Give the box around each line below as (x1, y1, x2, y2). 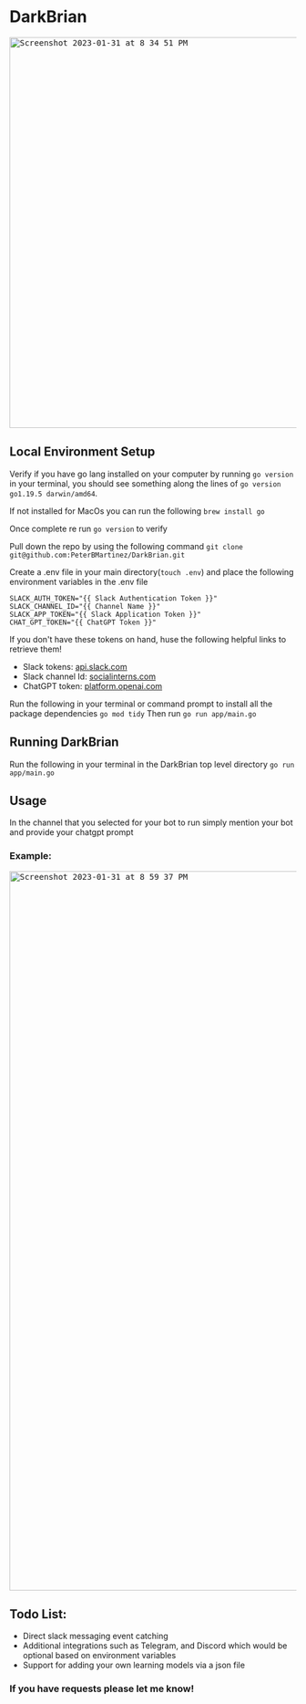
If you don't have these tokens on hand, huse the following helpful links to (9, 633, 287, 644)
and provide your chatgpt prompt (9, 827, 134, 838)
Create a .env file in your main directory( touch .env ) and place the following (9, 566, 294, 577)
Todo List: (9, 1606, 67, 1622)
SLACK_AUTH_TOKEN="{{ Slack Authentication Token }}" (9, 593, 219, 603)
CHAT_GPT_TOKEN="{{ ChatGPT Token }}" (9, 618, 157, 627)
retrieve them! (9, 643, 62, 654)
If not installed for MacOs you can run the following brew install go (9, 505, 266, 517)
